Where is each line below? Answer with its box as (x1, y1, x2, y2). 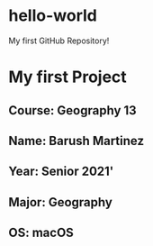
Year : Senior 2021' (8, 164, 114, 179)
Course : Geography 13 (8, 103, 137, 118)
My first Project (8, 67, 127, 87)
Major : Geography (8, 195, 113, 210)
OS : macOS (8, 225, 74, 241)
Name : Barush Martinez (8, 132, 145, 149)
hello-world (8, 5, 98, 26)
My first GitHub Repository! (8, 35, 110, 46)
